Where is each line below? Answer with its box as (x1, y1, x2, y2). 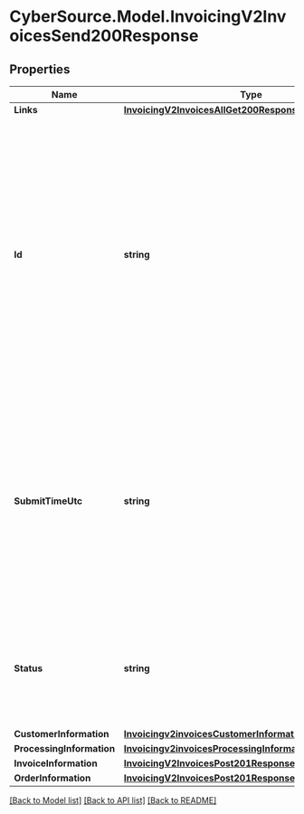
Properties (9, 62, 71, 77)
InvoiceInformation (14, 757, 98, 770)
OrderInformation (14, 771, 91, 784)
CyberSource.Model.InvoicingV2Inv (9, 6, 287, 27)
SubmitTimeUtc (14, 495, 83, 507)
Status (14, 662, 43, 675)
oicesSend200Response (9, 25, 199, 46)
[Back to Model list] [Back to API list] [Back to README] (9, 795, 217, 806)
